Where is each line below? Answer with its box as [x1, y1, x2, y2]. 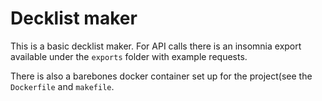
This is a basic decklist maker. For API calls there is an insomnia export [10, 40, 302, 52]
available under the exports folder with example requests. [10, 50, 248, 62]
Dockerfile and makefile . [10, 80, 115, 92]
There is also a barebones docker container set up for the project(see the [10, 70, 313, 82]
